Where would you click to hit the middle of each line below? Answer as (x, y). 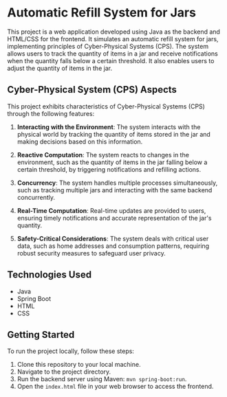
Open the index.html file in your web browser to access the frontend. (115, 387)
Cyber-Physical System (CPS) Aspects (92, 90)
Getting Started (41, 334)
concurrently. (36, 197)
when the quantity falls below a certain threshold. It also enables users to (111, 60)
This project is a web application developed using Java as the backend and (113, 32)
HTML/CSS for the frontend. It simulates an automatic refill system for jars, (113, 38)
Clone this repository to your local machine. (79, 365)
